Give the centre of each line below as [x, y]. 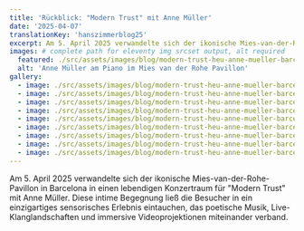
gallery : [26, 77]
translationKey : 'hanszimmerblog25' [78, 34]
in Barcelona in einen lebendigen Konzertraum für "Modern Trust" [163, 188]
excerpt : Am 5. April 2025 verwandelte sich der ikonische [123, 43]
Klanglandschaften [44, 217]
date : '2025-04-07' [46, 26]
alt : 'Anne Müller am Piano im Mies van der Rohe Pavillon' [133, 69]
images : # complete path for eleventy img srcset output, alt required [147, 52]
